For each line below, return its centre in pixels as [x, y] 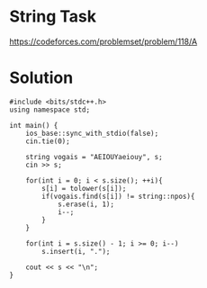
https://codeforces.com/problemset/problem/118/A [103, 41]
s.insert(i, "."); [76, 251]
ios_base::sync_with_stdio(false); [92, 133]
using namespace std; [50, 110]
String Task [53, 17]
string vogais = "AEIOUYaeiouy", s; [94, 157]
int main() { [34, 125]
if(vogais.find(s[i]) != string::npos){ [118, 196]
